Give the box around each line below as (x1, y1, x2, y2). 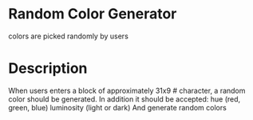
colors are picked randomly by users (8, 31, 129, 41)
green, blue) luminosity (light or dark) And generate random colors (8, 102, 227, 112)
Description (8, 59, 88, 78)
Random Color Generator (8, 5, 177, 23)
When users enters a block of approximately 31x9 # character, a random (8, 86, 246, 95)
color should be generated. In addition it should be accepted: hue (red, (8, 94, 241, 104)
